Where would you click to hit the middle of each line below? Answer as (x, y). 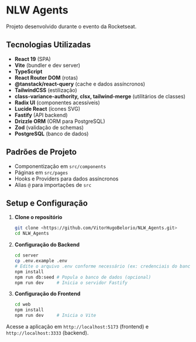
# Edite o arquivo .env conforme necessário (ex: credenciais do (96, 266)
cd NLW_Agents (32, 234)
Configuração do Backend (47, 245)
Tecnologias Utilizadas (49, 45)
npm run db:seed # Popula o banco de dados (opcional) (83, 277)
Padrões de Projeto (42, 152)
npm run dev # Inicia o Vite (55, 316)
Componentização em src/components (60, 166)
